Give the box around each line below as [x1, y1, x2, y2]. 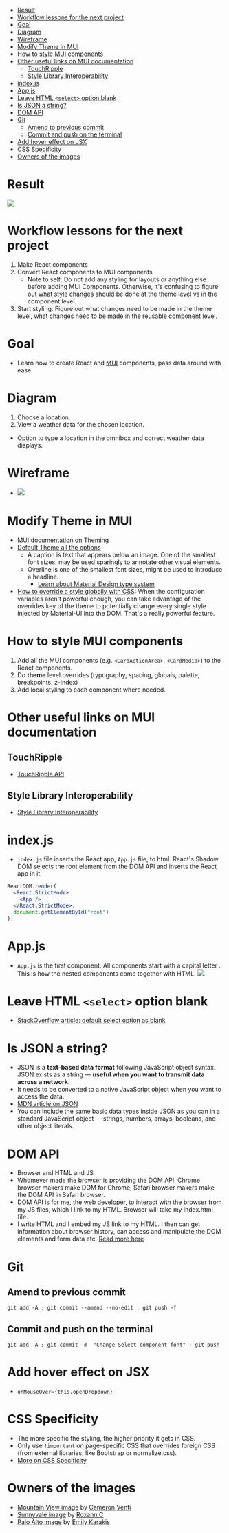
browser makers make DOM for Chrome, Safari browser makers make [17, 1183, 215, 1192]
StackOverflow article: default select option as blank [17, 1016, 166, 1025]
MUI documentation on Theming [17, 536, 109, 544]
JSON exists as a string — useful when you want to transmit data [17, 1070, 205, 1079]
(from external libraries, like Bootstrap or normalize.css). [17, 1449, 177, 1457]
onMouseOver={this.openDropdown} [17, 1389, 113, 1396]
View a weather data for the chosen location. [17, 420, 144, 428]
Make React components [17, 260, 88, 268]
